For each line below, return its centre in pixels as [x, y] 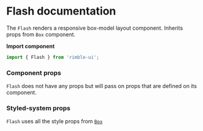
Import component [30, 46]
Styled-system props [38, 109]
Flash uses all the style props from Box [55, 121]
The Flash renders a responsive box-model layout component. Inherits [95, 28]
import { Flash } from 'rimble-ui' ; [53, 57]
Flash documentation [61, 11]
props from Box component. [41, 34]
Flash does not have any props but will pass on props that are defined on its [101, 86]
